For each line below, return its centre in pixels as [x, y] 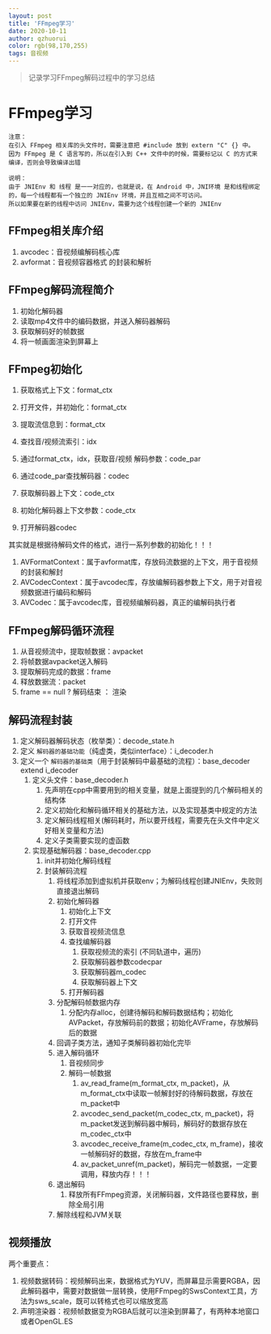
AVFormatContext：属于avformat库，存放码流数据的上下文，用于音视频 [139, 562]
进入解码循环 [78, 1053]
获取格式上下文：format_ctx [66, 390]
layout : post [30, 16]
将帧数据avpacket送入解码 [64, 662]
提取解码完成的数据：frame [66, 671]
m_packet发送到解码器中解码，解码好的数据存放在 [164, 1124]
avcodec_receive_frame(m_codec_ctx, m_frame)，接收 [172, 1144]
